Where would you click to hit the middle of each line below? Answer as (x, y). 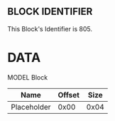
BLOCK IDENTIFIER (50, 12)
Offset (69, 95)
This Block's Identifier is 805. (50, 28)
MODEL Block (28, 77)
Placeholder (31, 107)
